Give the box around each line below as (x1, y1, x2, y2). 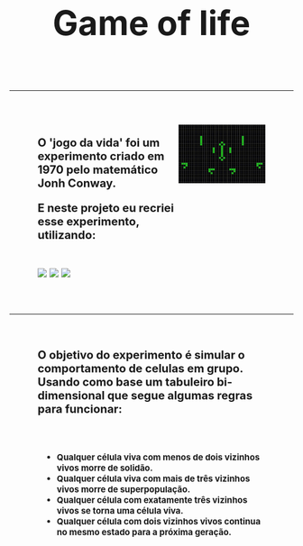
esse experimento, (37, 214, 140, 229)
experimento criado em (37, 149, 165, 163)
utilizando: (37, 228, 96, 242)
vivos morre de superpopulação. (57, 484, 191, 495)
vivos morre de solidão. (57, 462, 153, 474)
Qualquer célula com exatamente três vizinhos (57, 495, 248, 505)
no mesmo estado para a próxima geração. (57, 526, 232, 538)
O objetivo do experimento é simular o (37, 348, 245, 362)
